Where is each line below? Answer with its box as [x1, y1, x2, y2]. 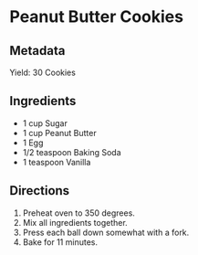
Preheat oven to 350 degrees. [22, 207, 135, 218]
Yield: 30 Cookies [9, 67, 76, 78]
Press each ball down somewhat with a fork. [22, 227, 190, 238]
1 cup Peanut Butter [22, 127, 98, 138]
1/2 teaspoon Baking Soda [22, 146, 121, 157]
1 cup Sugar [22, 117, 68, 129]
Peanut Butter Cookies [9, 6, 184, 27]
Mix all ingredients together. [22, 217, 128, 228]
